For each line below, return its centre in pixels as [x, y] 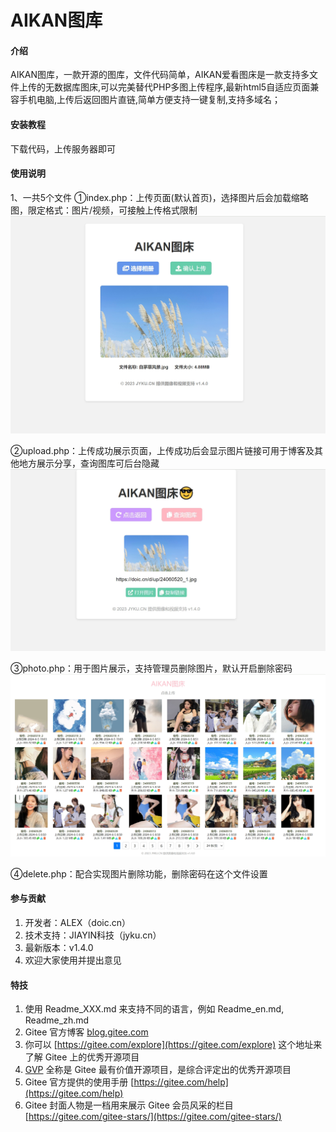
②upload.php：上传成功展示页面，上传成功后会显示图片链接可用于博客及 [162, 450]
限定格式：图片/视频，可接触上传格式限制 [112, 210]
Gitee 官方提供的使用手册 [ [79, 1082]
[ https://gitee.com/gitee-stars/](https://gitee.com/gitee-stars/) [153, 1117]
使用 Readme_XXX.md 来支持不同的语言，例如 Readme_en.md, [154, 1009]
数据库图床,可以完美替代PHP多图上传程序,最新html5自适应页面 [182, 87]
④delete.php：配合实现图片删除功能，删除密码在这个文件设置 [139, 873]
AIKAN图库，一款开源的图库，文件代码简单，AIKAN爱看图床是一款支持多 [160, 75]
